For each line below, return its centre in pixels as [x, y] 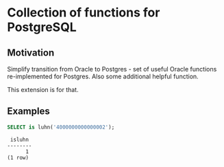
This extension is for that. [43, 90]
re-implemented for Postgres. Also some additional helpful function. [103, 76]
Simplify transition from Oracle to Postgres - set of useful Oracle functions [112, 69]
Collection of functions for [84, 13]
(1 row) [18, 157]
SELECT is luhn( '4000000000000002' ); [61, 127]
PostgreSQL [42, 27]
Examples [28, 111]
